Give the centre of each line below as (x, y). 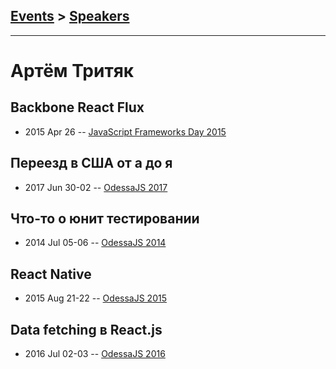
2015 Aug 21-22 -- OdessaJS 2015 (95, 298)
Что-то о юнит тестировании (105, 219)
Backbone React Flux (77, 107)
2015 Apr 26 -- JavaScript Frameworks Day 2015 (125, 131)
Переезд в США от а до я (91, 163)
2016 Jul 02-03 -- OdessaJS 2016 (95, 354)
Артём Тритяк (72, 71)
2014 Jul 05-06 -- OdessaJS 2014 (95, 243)
